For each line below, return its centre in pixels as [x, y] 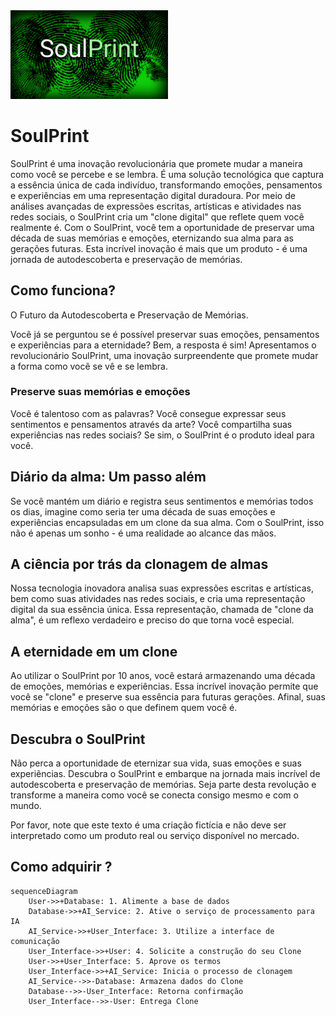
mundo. [26, 806]
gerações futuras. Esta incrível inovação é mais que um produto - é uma [159, 248]
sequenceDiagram [44, 891]
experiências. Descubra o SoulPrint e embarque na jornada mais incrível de [165, 774]
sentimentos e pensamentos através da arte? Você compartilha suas [151, 424]
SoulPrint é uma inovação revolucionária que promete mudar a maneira [156, 163]
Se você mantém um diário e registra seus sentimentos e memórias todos [162, 501]
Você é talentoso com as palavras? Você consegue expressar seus [148, 413]
